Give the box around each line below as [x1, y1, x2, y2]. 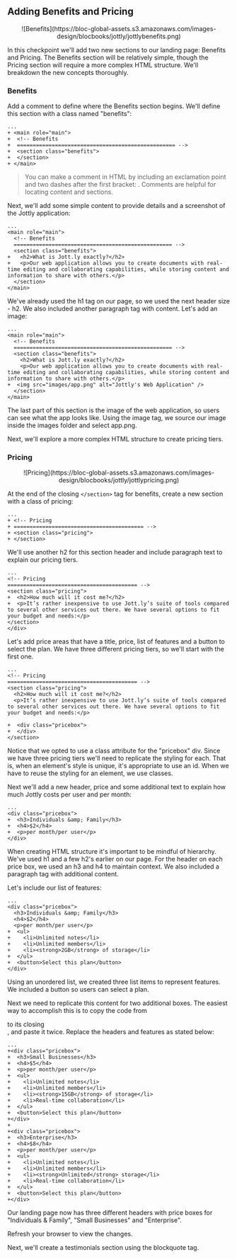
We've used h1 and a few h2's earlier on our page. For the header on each [7, 855, 223, 864]
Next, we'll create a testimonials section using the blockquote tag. [7, 1243, 200, 1252]
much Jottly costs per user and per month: [7, 790, 132, 799]
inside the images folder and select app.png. [7, 421, 137, 430]
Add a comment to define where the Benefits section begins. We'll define [7, 102, 221, 110]
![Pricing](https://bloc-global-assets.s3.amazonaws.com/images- [23, 468, 214, 477]
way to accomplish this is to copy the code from [7, 1006, 147, 1015]
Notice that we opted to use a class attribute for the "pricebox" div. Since [7, 746, 221, 755]
